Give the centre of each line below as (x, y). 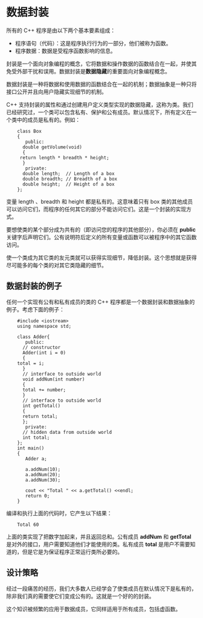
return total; (40, 416)
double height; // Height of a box (68, 184)
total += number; (44, 390)
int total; (36, 437)
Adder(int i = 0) (44, 353)
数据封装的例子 (34, 286)
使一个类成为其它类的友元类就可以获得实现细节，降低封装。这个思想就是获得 (101, 257)
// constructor (41, 347)
